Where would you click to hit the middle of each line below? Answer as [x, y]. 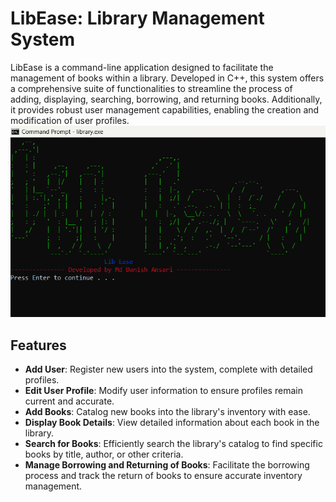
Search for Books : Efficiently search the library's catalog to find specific [173, 444]
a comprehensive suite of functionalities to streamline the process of [151, 88]
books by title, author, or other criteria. [104, 454]
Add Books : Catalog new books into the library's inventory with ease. [167, 412]
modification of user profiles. [70, 120]
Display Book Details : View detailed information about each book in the [172, 423]
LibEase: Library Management [137, 18]
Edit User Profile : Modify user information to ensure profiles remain [163, 391]
